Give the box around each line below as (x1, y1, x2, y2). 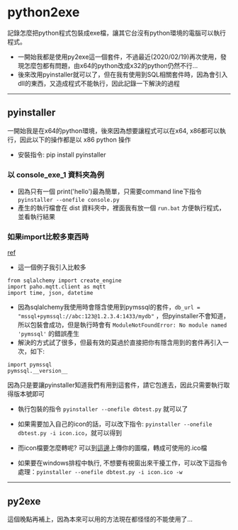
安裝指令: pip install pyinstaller (17, 150, 106, 159)
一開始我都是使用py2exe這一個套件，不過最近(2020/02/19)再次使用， (17, 52, 221, 61)
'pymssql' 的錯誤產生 (17, 329, 80, 338)
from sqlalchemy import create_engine (7, 277, 122, 284)
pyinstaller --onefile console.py (17, 196, 120, 204)
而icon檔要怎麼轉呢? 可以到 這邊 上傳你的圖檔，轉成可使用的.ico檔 (17, 444, 208, 452)
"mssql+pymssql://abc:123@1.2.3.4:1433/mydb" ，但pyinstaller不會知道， (17, 312, 230, 320)
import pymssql (7, 361, 52, 368)
